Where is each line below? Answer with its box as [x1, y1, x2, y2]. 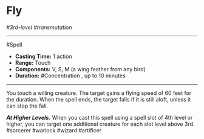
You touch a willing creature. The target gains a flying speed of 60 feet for [6, 89, 192, 97]
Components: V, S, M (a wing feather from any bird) [15, 65, 146, 73]
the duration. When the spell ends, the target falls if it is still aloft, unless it [6, 95, 191, 103]
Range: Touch [15, 59, 51, 66]
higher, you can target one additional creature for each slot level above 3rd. [6, 120, 195, 128]
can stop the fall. [6, 102, 49, 109]
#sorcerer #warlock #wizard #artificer [6, 126, 102, 134]
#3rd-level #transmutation [6, 24, 72, 31]
